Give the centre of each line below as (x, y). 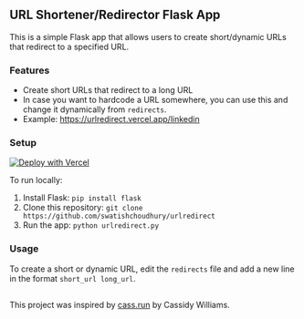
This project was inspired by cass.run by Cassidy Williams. (120, 305)
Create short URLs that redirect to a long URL (108, 90)
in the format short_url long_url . (73, 278)
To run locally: (36, 180)
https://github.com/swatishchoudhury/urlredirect (119, 216)
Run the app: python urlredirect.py (91, 225)
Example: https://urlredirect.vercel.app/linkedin (111, 119)
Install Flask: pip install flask (82, 198)
